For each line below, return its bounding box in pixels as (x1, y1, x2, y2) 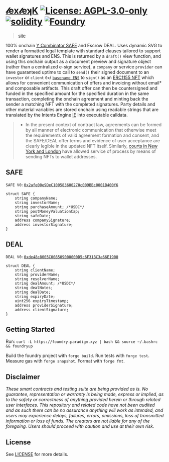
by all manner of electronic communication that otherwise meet (25, 127, 157, 133)
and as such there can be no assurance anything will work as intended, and (6, 407, 163, 413)
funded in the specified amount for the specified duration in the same (6, 90, 149, 97)
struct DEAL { (6, 263, 36, 268)
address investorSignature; (15, 222, 73, 227)
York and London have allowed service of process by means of (25, 148, 156, 154)
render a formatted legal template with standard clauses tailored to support (6, 48, 161, 54)
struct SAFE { (6, 191, 36, 196)
